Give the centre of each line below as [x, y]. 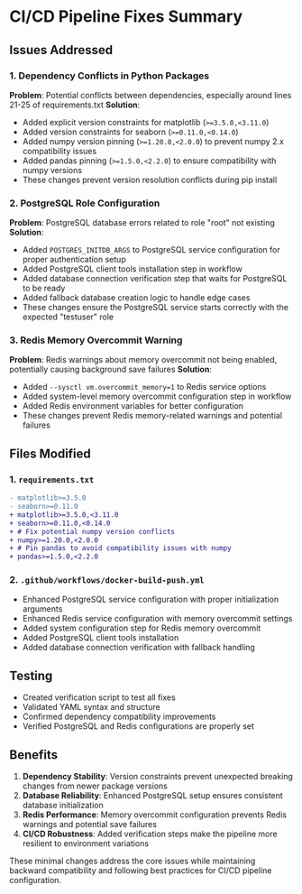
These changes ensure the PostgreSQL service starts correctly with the [156, 308]
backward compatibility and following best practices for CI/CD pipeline [141, 871]
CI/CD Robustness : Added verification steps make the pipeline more [150, 834]
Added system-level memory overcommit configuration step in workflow [157, 396]
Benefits [34, 755]
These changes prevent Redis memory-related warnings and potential [152, 416]
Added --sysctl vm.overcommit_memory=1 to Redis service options [144, 387]
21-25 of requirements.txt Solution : [75, 105]
